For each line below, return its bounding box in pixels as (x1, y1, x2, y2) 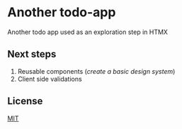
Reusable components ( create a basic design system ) (17, 67, 176, 75)
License (7, 95, 43, 107)
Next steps (7, 48, 57, 60)
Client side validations (17, 74, 83, 83)
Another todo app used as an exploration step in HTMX (7, 28, 169, 36)
